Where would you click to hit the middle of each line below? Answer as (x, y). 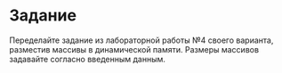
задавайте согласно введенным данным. (88, 59)
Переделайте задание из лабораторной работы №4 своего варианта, (141, 40)
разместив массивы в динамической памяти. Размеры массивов (134, 49)
